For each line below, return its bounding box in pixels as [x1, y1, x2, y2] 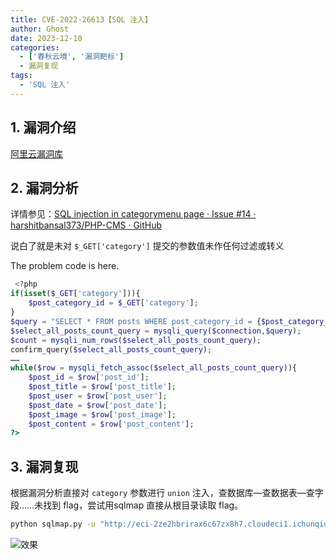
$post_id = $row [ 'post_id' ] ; [28, 372, 150, 383]
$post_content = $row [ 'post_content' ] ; [28, 419, 195, 429]
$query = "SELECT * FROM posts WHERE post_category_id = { [10, 316, 262, 326]
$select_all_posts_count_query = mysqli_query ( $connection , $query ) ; [10, 326, 302, 336]
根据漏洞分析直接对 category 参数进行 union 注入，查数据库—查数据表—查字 [10, 487, 324, 499]
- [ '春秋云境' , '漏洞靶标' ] [19, 52, 125, 62]
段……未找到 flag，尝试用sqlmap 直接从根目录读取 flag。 [10, 499, 244, 511]
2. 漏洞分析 [10, 179, 79, 196]
